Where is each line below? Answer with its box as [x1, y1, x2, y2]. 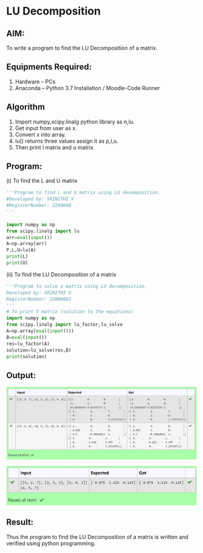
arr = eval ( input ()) [6, 234, 53, 240]
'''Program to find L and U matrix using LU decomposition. [6, 189, 161, 196]
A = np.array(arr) [6, 241, 47, 247]
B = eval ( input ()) [6, 334, 47, 340]
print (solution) [6, 353, 47, 359]
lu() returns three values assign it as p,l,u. [14, 137, 119, 145]
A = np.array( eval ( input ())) [6, 328, 74, 334]
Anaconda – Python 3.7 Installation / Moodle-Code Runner [14, 84, 160, 91]
